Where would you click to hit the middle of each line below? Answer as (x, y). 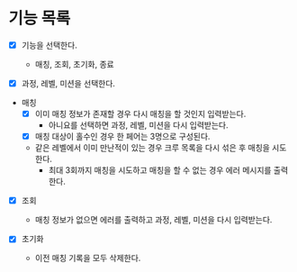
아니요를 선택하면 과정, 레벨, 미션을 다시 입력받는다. (138, 125)
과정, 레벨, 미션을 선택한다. (68, 83)
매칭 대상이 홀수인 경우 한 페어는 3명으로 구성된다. (122, 137)
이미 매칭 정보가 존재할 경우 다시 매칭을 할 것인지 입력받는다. (140, 114)
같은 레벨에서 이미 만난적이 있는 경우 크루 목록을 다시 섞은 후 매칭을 (153, 148)
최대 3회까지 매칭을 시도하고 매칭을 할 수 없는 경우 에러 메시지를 (160, 170)
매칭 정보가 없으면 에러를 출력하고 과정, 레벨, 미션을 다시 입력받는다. (153, 220)
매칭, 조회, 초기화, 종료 (74, 64)
